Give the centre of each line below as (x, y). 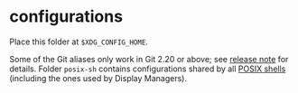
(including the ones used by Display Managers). (98, 78)
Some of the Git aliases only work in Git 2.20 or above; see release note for (149, 59)
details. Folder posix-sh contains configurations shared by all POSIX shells (148, 69)
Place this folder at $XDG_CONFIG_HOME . (79, 42)
